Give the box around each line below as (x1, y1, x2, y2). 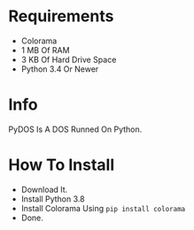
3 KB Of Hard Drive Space (20, 54, 117, 65)
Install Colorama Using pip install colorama (20, 203, 186, 213)
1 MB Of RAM (20, 44, 70, 55)
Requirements (8, 6, 114, 27)
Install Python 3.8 (20, 193, 85, 204)
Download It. (20, 184, 68, 195)
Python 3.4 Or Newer (20, 64, 99, 74)
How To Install (8, 155, 115, 175)
